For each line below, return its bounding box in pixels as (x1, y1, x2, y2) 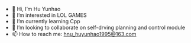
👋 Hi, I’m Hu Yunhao (11, 6, 61, 12)
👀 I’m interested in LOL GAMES (11, 12, 87, 19)
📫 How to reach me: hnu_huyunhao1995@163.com (11, 31, 137, 37)
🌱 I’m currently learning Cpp (11, 18, 81, 24)
